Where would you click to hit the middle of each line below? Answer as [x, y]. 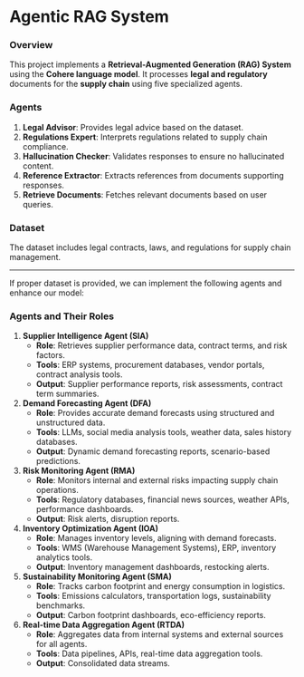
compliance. [46, 146]
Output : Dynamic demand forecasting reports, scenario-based [153, 451]
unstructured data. [71, 422]
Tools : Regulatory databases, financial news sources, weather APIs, [162, 499]
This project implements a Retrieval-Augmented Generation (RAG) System [150, 64]
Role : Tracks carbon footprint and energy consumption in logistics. [161, 586]
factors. [50, 355]
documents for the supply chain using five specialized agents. [126, 84]
